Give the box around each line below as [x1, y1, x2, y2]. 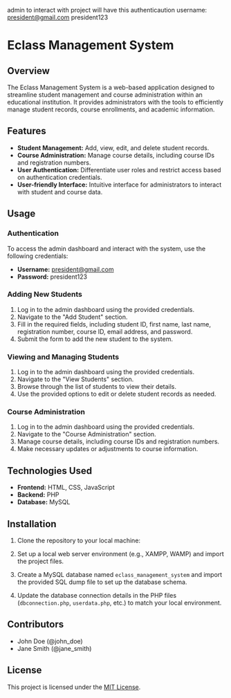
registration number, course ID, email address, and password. [17, 327, 193, 336]
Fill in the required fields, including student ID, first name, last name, [17, 320, 212, 328]
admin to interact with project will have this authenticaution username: [7, 6, 207, 14]
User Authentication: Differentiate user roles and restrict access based [17, 165, 221, 174]
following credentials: [7, 252, 68, 260]
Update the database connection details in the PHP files [17, 591, 177, 600]
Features [7, 125, 46, 137]
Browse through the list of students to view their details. [17, 383, 177, 391]
